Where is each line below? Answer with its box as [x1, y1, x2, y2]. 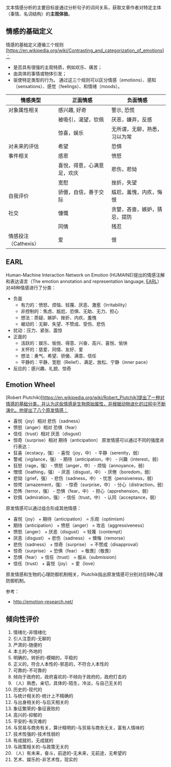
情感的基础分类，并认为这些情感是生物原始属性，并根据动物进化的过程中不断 [6, 401, 166, 407]
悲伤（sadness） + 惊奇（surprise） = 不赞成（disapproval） [13, 542, 141, 548]
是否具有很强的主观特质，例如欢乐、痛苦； [13, 64, 102, 70]
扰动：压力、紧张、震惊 [13, 327, 62, 333]
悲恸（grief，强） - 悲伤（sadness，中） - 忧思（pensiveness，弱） [13, 475, 156, 481]
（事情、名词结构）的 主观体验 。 [6, 11, 73, 17]
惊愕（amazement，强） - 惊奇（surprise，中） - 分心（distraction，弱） [13, 481, 166, 488]
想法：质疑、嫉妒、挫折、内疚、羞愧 [20, 315, 97, 321]
